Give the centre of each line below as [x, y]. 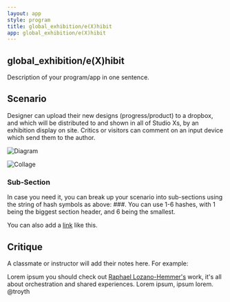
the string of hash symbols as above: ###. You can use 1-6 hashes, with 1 [111, 205]
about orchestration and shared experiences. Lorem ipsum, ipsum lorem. [110, 284]
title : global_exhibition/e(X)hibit [60, 26]
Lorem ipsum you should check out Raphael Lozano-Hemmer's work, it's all [114, 276]
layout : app [24, 13]
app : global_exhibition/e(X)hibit [57, 33]
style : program [29, 20]
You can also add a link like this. [52, 225]
